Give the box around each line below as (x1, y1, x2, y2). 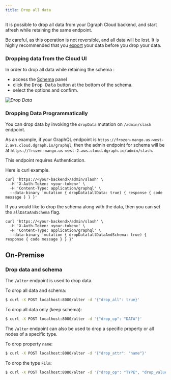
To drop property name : (5, 341, 53, 347)
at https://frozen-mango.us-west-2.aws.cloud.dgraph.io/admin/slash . (5, 147, 154, 153)
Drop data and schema (5, 266, 63, 273)
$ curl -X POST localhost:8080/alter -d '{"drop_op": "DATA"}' (5, 316, 142, 321)
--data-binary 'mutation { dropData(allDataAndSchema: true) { (10, 232, 147, 237)
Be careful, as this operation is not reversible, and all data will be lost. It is (5, 37, 159, 43)
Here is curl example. (5, 167, 50, 173)
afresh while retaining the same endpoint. (5, 26, 93, 33)
